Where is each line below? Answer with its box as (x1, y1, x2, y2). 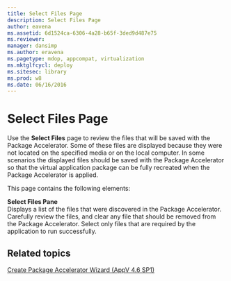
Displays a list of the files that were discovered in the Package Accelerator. (7, 205, 222, 214)
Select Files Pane (7, 198, 58, 206)
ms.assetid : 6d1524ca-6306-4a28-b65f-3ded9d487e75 (7, 29, 157, 37)
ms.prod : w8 (7, 74, 42, 82)
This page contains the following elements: (7, 185, 131, 193)
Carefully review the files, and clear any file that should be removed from (7, 212, 216, 221)
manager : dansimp (7, 42, 58, 49)
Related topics (7, 247, 71, 259)
